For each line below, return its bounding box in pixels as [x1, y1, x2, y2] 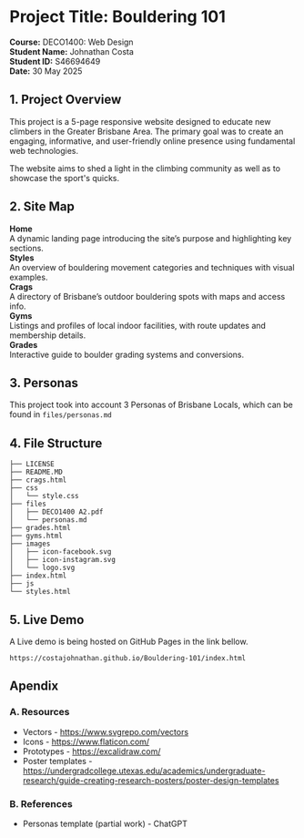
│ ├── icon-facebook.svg [9, 547, 112, 557]
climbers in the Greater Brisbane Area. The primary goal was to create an [9, 126, 284, 137]
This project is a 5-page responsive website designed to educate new [9, 116, 271, 127]
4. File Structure [9, 435, 103, 451]
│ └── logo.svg [9, 563, 76, 573]
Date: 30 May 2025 [9, 66, 83, 77]
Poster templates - [22, 755, 93, 766]
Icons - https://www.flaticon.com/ [22, 736, 150, 747]
